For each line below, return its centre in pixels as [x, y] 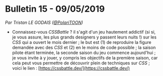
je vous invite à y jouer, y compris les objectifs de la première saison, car [85, 57]
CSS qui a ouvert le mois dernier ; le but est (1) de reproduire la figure [82, 42]
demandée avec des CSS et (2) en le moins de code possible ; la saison [84, 47]
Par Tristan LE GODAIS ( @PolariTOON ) [44, 22]
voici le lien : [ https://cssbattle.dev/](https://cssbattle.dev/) [71, 68]
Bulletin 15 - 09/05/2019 [55, 9]
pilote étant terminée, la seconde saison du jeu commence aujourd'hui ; [84, 53]
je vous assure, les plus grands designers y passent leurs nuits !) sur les [84, 37]
